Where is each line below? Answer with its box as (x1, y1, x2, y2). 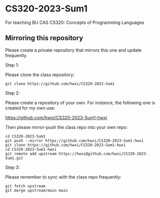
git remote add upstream (5, 151, 57, 156)
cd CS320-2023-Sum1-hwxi (5, 147, 57, 152)
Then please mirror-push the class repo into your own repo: (5, 124, 128, 130)
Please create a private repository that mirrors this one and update (5, 47, 142, 53)
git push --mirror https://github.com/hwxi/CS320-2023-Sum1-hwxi (5, 138, 144, 143)
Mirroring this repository (5, 34, 83, 42)
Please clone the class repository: (5, 72, 75, 78)
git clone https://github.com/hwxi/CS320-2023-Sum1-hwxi (5, 142, 126, 147)
